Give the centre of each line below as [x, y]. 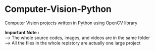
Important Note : [22, 32]
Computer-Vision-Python [58, 9]
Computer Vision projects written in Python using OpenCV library [71, 23]
